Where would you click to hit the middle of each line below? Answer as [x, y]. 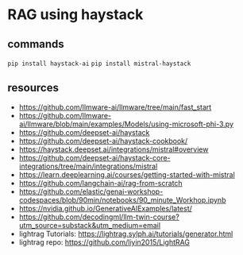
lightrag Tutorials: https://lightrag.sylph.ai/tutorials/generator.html [126, 234]
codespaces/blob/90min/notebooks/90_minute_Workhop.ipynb [122, 199]
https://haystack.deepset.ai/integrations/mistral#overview [114, 149]
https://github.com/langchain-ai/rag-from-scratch [101, 183]
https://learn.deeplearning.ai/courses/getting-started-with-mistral [127, 174]
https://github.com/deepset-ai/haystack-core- [95, 157]
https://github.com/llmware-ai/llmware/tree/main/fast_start [115, 107]
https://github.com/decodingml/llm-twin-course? [99, 217]
